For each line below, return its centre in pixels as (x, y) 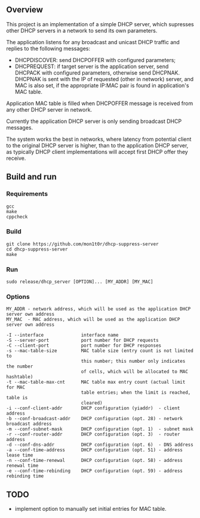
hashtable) (20, 377)
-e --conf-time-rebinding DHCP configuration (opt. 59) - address (95, 471)
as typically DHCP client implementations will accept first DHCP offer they (97, 152)
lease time (20, 455)
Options (18, 297)
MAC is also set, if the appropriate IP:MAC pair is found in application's (102, 85)
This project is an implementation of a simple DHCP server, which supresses (100, 24)
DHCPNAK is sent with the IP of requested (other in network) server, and (104, 79)
